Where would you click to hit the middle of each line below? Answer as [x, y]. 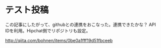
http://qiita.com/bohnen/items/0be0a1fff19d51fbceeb [59, 40]
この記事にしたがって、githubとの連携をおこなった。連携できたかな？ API [80, 24]
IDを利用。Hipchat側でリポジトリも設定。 [48, 30]
